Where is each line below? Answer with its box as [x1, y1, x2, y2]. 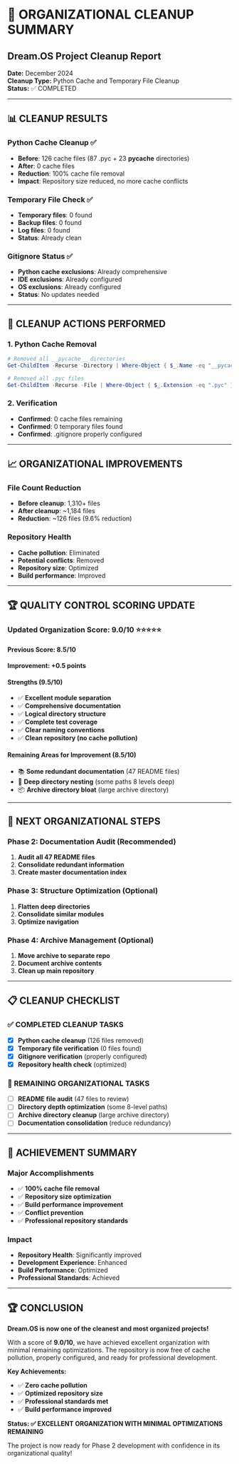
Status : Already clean [17, 233, 82, 242]
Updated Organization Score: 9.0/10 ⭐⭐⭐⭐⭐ [7, 625, 162, 635]
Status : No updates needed [17, 291, 100, 299]
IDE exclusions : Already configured [17, 275, 122, 284]
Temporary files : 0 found [17, 211, 92, 219]
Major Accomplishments [7, 1168, 95, 1178]
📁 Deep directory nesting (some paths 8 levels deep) [17, 777, 175, 786]
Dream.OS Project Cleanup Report [7, 50, 161, 62]
